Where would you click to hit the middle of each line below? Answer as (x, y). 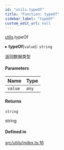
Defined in (16, 132)
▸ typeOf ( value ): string (29, 46)
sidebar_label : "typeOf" (30, 19)
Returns (13, 101)
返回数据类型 (18, 57)
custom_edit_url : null (28, 23)
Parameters (17, 68)
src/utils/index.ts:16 (24, 143)
